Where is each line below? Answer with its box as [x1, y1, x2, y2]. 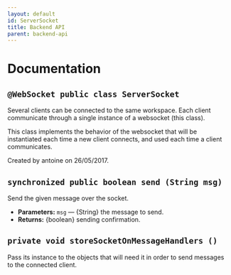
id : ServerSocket [7, 17, 59, 24]
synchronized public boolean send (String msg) [7, 177, 222, 187]
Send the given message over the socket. [7, 194, 129, 203]
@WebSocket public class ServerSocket [7, 89, 180, 99]
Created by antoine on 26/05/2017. [7, 156, 109, 165]
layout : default [7, 10, 55, 18]
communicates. [7, 143, 53, 151]
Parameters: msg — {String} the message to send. [17, 207, 164, 217]
